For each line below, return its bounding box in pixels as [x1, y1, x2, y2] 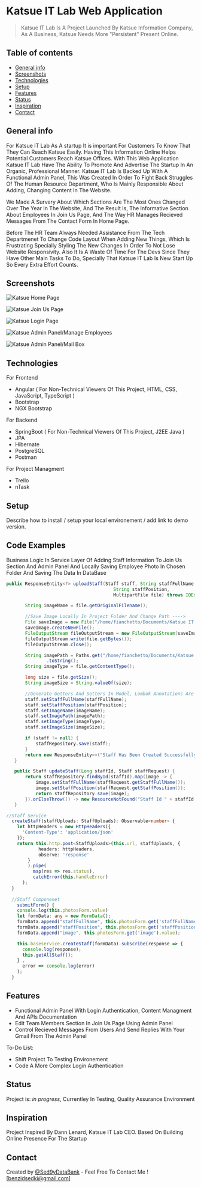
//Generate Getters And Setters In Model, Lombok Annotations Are [25, 691, 194, 697]
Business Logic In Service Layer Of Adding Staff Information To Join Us [6, 556, 182, 563]
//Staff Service [6, 813, 47, 819]
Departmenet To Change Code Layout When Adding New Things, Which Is [6, 235, 190, 243]
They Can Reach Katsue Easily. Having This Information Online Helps [6, 148, 176, 156]
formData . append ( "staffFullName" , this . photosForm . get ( [17, 919, 160, 925]
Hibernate [14, 441, 40, 448]
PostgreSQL [14, 447, 45, 455]
